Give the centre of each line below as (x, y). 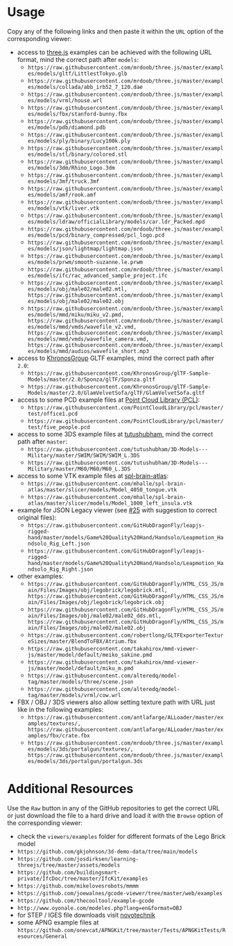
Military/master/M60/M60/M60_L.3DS (79, 469)
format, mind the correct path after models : (78, 59)
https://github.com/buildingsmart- (69, 872)
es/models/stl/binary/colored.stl (77, 154)
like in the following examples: (60, 709)
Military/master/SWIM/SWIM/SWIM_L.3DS (84, 455)
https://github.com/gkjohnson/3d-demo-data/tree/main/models (107, 851)
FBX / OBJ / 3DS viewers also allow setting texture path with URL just (116, 702)
